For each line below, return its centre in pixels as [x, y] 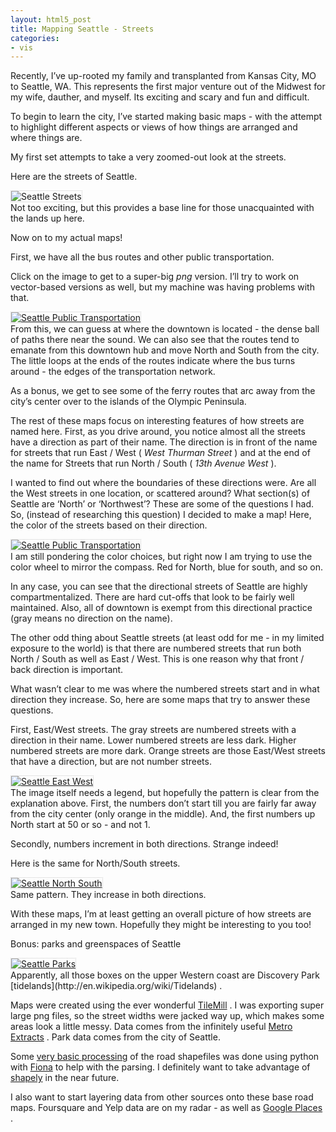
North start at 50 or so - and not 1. [80, 825]
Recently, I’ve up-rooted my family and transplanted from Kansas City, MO [163, 76]
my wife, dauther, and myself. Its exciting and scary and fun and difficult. [160, 97]
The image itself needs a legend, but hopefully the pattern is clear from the [165, 793]
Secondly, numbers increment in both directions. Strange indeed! [144, 844]
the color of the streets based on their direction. [109, 525]
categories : [35, 38]
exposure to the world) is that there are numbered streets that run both [156, 648]
